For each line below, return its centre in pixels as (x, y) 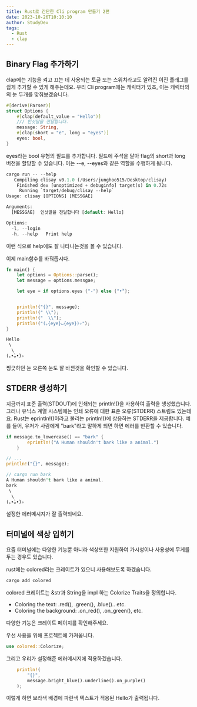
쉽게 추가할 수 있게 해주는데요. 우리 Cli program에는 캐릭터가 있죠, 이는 (88, 87)
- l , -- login (26, 228)
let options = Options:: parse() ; (58, 275)
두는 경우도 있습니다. (30, 557)
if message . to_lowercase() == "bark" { (55, 437)
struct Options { (27, 111)
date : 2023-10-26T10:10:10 (39, 17)
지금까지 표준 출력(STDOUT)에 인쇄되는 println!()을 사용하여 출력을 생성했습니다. (99, 404)
